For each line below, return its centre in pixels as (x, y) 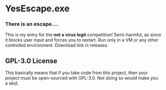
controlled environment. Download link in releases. (57, 45)
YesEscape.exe (37, 9)
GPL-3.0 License (31, 61)
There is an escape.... (32, 24)
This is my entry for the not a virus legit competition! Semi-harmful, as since (83, 35)
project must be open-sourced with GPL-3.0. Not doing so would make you (82, 78)
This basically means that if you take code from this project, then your (77, 73)
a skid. (12, 83)
